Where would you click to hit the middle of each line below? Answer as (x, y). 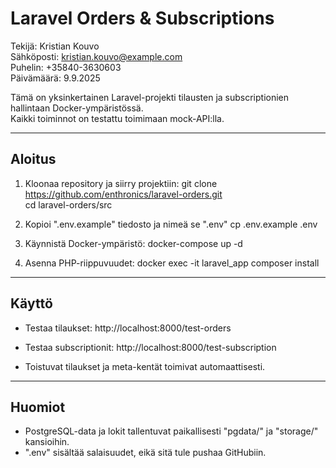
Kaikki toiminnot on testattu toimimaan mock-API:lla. (117, 118)
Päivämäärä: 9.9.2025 (55, 78)
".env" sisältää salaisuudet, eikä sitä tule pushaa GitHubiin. (145, 453)
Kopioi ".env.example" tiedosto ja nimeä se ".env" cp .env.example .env (171, 224)
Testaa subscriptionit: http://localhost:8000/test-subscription (150, 347)
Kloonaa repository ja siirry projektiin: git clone (121, 183)
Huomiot (38, 407)
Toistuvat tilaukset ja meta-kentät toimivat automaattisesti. (145, 366)
